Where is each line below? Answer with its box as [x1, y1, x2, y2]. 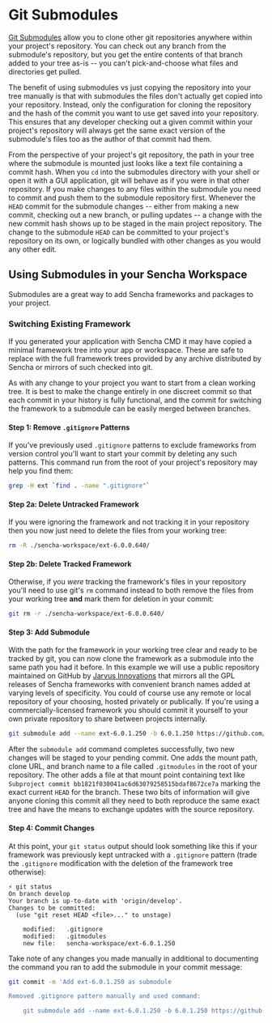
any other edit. [8, 244, 57, 254]
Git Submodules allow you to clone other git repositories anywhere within [8, 32, 253, 42]
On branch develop [8, 889, 70, 898]
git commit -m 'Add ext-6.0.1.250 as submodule [8, 978, 172, 986]
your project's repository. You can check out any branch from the [8, 40, 227, 50]
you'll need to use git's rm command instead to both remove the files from [8, 585, 254, 596]
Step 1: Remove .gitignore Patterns [8, 422, 130, 432]
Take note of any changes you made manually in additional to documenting [8, 953, 259, 963]
